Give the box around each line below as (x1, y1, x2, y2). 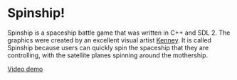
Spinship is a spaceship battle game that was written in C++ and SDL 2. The (7, 28, 231, 37)
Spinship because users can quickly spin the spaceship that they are (7, 43, 209, 52)
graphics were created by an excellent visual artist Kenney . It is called (7, 35, 212, 44)
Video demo (7, 64, 43, 73)
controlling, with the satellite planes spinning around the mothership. (7, 51, 209, 59)
